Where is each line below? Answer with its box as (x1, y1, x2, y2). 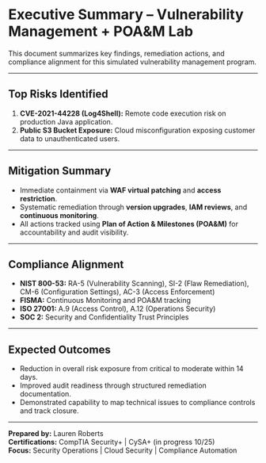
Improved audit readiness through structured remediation (19, 381, 207, 390)
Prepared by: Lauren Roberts (8, 429, 104, 438)
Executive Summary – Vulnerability (8, 6, 244, 24)
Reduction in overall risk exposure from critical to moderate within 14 (19, 364, 244, 373)
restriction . (19, 193, 58, 203)
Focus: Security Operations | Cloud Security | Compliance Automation (8, 446, 237, 455)
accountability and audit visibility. (19, 228, 129, 237)
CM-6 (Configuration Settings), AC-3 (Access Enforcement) (19, 287, 215, 297)
